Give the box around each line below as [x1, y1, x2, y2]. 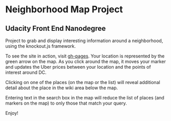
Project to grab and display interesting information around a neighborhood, [5, 37, 163, 44]
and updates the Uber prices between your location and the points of [5, 64, 151, 70]
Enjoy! [5, 110, 19, 116]
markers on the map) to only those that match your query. [5, 100, 127, 106]
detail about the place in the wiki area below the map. [5, 85, 118, 91]
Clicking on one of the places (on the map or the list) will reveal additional [5, 79, 160, 85]
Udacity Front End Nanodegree [5, 24, 106, 33]
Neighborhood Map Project [5, 4, 123, 15]
